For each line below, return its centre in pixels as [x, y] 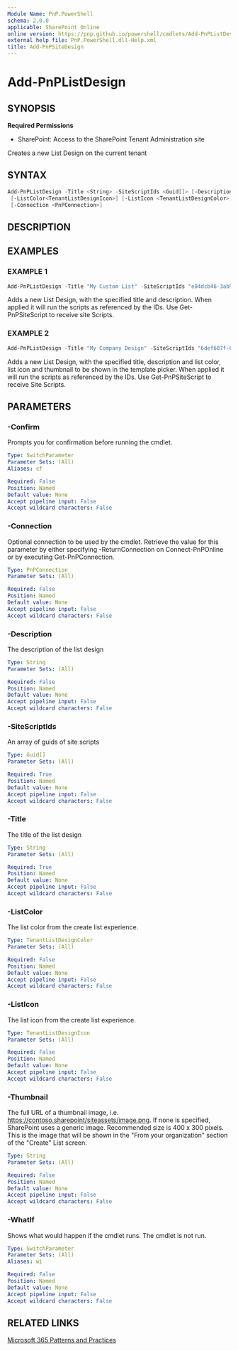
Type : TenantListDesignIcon [49, 1033]
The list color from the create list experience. [73, 927]
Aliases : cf [25, 469]
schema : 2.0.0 [28, 21]
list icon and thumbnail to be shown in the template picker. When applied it [116, 369]
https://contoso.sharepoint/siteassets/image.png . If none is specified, [109, 1120]
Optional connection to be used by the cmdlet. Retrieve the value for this [113, 542]
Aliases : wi [25, 1262]
